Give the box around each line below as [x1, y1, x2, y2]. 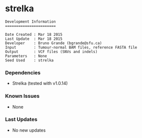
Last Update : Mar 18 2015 [5, 36, 63, 41]
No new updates [12, 127, 46, 133]
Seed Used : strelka [5, 57, 54, 63]
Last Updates [5, 116, 38, 123]
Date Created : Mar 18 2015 [5, 32, 63, 37]
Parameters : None [5, 54, 48, 58]
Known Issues [5, 93, 40, 100]
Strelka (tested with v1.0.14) [12, 81, 68, 86]
